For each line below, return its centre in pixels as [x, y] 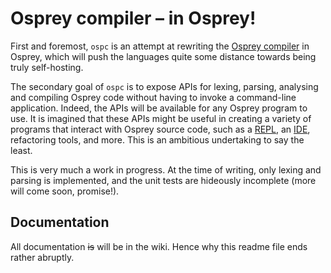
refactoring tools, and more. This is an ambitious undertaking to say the [157, 139]
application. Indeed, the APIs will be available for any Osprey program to [159, 108]
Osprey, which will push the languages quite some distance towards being [163, 56]
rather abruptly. [42, 257]
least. [21, 150]
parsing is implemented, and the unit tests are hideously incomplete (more [163, 180]
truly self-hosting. [47, 67]
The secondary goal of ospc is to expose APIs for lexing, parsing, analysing [164, 86]
